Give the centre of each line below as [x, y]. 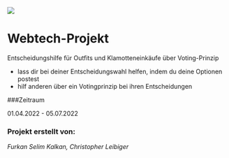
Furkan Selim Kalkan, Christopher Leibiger [68, 147]
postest [28, 79]
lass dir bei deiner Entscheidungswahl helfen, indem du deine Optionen [120, 71]
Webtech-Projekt [58, 39]
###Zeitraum [26, 100]
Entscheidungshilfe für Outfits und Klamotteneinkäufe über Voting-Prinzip [113, 58]
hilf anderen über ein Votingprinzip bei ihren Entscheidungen [105, 86]
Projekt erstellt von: [41, 131]
